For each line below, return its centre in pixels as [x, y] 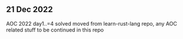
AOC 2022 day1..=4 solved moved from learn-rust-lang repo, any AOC [91, 23]
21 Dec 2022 [30, 10]
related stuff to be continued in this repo [55, 30]
